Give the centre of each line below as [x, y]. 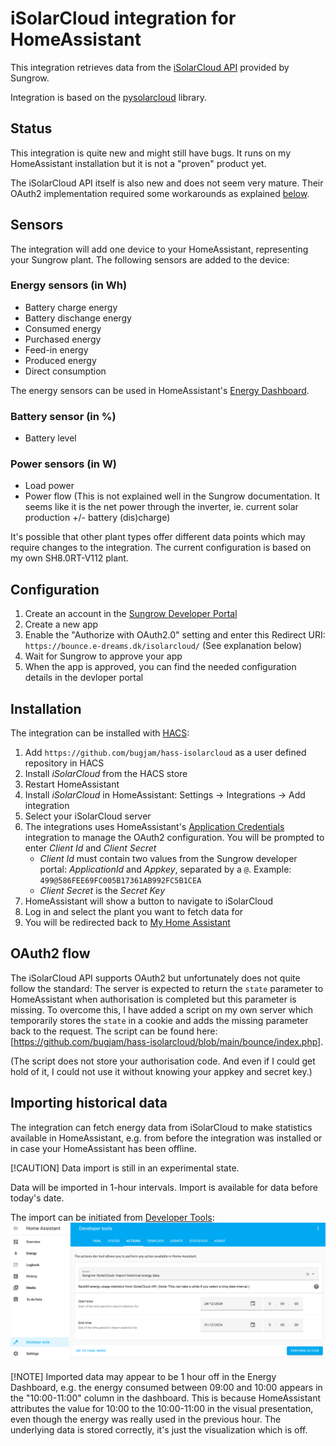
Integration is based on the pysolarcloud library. [108, 97]
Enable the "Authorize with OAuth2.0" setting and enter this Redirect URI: [175, 635]
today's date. [37, 1198]
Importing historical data [89, 1103]
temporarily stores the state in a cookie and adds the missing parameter [159, 1020]
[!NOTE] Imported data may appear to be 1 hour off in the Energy [143, 1376]
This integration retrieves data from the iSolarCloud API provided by [150, 67]
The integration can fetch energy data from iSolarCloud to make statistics [161, 1127]
